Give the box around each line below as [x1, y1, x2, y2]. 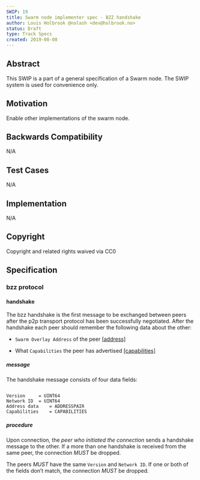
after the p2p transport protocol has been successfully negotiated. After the [6, 317, 194, 325]
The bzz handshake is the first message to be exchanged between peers [6, 311, 187, 319]
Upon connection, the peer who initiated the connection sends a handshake [6, 436, 194, 444]
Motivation [6, 98, 48, 109]
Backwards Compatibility [6, 132, 103, 142]
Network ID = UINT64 [6, 398, 61, 404]
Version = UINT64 [6, 393, 61, 399]
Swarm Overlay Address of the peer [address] [14, 335, 126, 343]
